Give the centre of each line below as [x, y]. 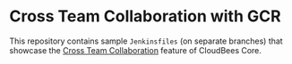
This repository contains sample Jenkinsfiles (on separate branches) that [146, 41]
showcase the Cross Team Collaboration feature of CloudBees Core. [136, 50]
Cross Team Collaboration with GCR [145, 16]
